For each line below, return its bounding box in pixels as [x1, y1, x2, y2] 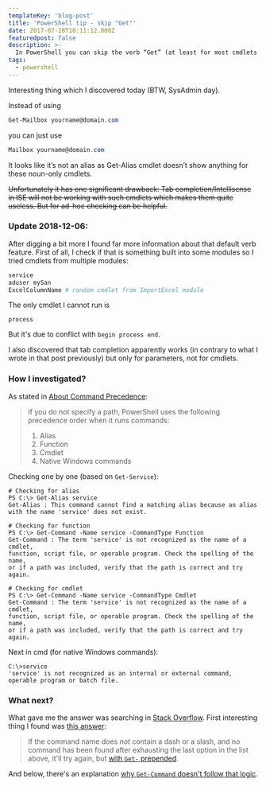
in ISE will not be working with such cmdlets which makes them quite [8, 193, 234, 202]
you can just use [8, 130, 62, 140]
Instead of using [8, 100, 61, 110]
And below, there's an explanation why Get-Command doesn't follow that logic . [8, 769, 258, 779]
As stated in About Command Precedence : [8, 391, 148, 401]
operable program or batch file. [8, 676, 119, 684]
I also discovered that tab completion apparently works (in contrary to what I [8, 345, 258, 355]
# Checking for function [8, 522, 91, 530]
